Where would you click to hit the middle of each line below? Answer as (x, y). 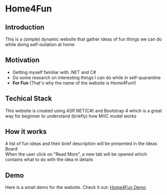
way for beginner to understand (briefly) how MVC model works (71, 116)
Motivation (22, 60)
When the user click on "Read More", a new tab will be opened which (76, 154)
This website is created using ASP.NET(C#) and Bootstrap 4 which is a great (83, 110)
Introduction (25, 27)
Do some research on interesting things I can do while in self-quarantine (86, 77)
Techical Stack (29, 99)
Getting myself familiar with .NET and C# (54, 72)
